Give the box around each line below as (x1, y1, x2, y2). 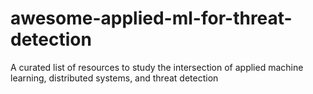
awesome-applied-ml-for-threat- (10, 7, 293, 30)
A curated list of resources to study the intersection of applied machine (10, 61, 304, 73)
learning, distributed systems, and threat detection (10, 72, 219, 84)
